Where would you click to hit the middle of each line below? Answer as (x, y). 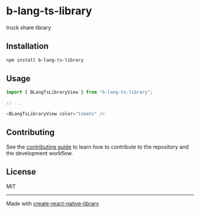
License (21, 172)
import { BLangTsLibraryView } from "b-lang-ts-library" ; (79, 92)
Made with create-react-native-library (53, 203)
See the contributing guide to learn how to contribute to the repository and (98, 147)
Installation (27, 46)
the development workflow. (40, 153)
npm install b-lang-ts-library (45, 60)
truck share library (29, 27)
